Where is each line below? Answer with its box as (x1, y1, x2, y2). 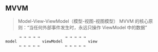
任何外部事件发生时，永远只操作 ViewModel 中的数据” (33, 24, 147, 30)
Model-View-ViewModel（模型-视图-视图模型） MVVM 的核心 (17, 18, 149, 24)
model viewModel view (5, 39, 97, 44)
